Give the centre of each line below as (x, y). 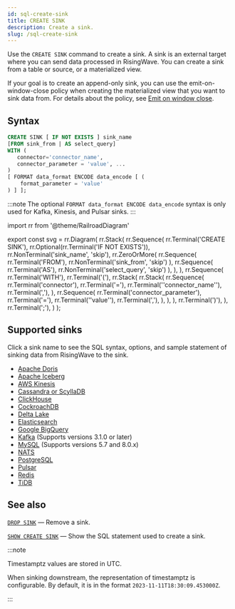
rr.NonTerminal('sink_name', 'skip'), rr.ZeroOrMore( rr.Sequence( (102, 254)
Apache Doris (38, 368)
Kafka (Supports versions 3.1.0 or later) (75, 437)
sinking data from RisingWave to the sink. (68, 355)
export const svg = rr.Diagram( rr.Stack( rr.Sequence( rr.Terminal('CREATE (116, 239)
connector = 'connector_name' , (60, 157)
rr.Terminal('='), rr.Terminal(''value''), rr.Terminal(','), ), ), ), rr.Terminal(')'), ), (118, 300)
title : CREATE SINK (36, 21)
